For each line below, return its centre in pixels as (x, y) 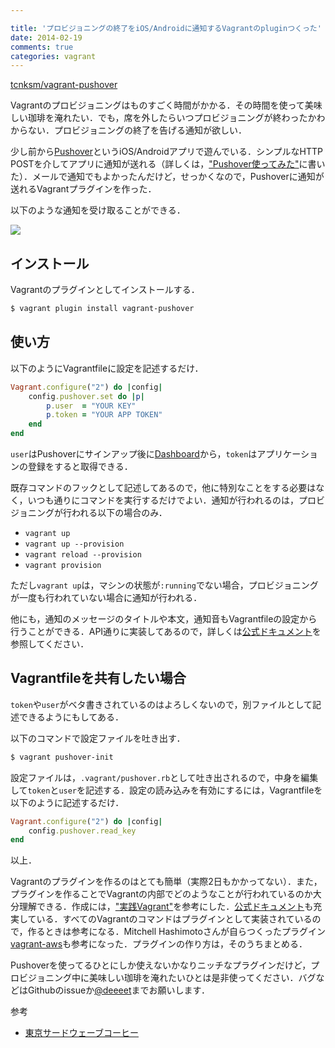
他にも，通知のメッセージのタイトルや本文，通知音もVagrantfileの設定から (164, 619)
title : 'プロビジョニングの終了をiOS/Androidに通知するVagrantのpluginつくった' (166, 28)
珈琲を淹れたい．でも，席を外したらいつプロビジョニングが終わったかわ (176, 118)
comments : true (42, 47)
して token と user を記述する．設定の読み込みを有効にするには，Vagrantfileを (166, 790)
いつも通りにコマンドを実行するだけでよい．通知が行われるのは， (163, 500)
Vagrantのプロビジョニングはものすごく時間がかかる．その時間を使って (157, 105)
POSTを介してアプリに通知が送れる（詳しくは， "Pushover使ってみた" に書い (168, 164)
